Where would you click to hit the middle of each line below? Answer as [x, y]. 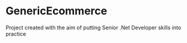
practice [16, 33]
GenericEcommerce [57, 11]
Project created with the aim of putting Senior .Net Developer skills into [93, 27]
